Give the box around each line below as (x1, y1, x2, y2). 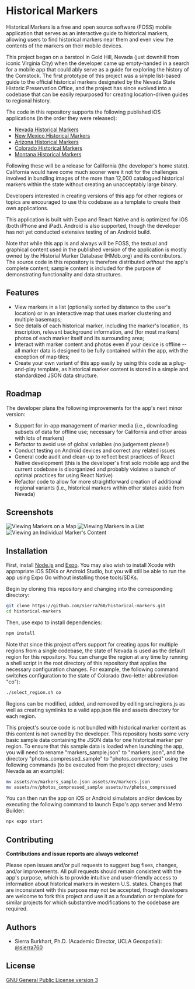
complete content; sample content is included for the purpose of (6, 265, 162, 272)
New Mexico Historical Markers (14, 132, 90, 139)
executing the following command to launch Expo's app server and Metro (6, 801, 183, 808)
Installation (6, 546, 48, 556)
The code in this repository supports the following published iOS (6, 108, 161, 115)
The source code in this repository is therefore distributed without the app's (6, 258, 189, 265)
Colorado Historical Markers (14, 145, 83, 152)
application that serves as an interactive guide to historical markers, (6, 29, 169, 36)
